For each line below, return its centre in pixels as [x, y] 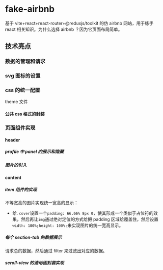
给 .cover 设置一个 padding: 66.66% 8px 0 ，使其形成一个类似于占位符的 [83, 213]
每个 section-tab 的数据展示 [34, 237]
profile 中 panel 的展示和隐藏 [34, 152]
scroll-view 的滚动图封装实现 [35, 263]
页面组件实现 [20, 127]
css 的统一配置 [23, 90]
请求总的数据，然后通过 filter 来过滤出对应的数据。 [56, 250]
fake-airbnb [30, 9]
